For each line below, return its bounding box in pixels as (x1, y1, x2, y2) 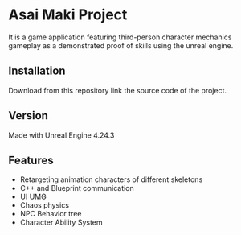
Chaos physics (19, 200, 70, 210)
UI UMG (19, 192, 47, 202)
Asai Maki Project (8, 6, 128, 24)
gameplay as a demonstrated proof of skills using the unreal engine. (8, 40, 234, 50)
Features (8, 153, 54, 167)
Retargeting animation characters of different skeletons (19, 175, 203, 184)
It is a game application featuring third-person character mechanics (8, 32, 232, 42)
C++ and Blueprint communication (19, 183, 134, 193)
